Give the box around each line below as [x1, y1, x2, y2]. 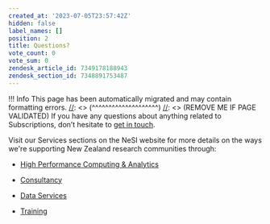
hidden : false [8, 19, 56, 27]
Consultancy [19, 175, 63, 185]
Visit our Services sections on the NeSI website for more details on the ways [8, 135, 262, 145]
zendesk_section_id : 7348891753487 [8, 72, 128, 80]
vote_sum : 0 [8, 57, 48, 65]
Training [19, 206, 48, 216]
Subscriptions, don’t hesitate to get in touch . [8, 119, 156, 129]
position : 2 [8, 34, 48, 43]
